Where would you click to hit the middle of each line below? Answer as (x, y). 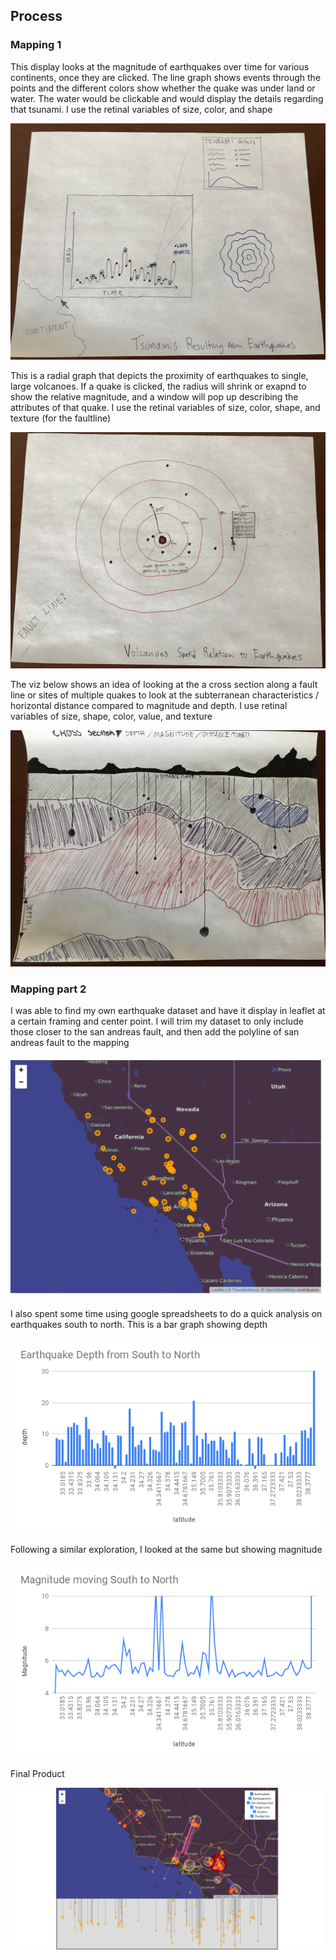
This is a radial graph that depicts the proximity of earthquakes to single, (159, 375)
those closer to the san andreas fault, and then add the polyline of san (155, 1031)
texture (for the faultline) (61, 418)
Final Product (37, 1774)
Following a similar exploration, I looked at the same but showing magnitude (166, 1549)
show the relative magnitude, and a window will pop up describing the (154, 396)
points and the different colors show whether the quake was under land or (163, 88)
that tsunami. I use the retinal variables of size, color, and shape (141, 109)
